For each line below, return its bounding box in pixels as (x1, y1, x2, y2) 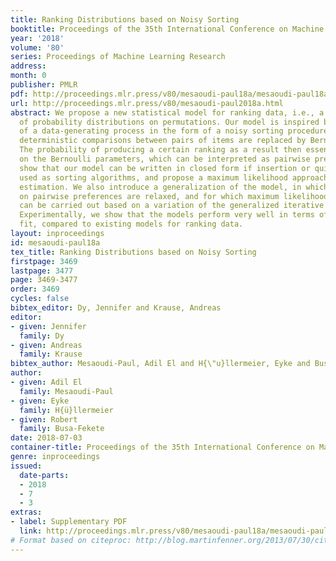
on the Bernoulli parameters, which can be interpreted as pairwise (19, 154, 311, 164)
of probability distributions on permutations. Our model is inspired (19, 117, 320, 127)
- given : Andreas (10, 340, 83, 350)
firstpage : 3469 (10, 256, 78, 266)
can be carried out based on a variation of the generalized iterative (19, 201, 325, 211)
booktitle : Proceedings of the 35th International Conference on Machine (10, 24, 325, 34)
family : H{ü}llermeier (19, 405, 114, 415)
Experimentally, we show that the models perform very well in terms (19, 210, 315, 220)
